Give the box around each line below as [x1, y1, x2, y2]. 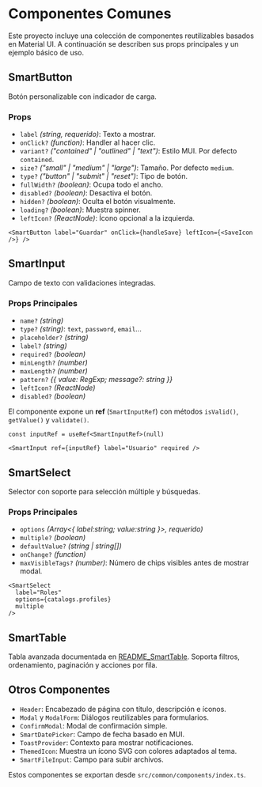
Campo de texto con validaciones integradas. [8, 278, 156, 287]
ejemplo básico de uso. [8, 47, 85, 57]
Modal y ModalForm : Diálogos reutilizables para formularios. [19, 713, 210, 722]
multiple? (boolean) [19, 533, 86, 543]
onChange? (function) [19, 550, 86, 559]
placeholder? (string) [19, 333, 89, 342]
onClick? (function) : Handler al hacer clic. [19, 138, 156, 147]
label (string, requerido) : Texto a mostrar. [19, 130, 156, 139]
